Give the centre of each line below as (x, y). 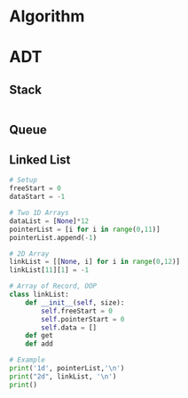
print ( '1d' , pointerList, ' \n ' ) (67, 369)
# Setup (23, 180)
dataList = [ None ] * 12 (49, 221)
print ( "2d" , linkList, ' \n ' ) (63, 376)
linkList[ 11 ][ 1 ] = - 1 (49, 270)
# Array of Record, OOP (53, 286)
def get (39, 336)
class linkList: (39, 295)
